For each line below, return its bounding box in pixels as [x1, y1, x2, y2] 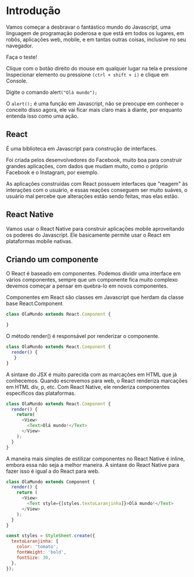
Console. [6, 77, 28, 84]
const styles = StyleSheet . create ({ [6, 533, 95, 539]
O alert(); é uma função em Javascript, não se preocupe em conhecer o [6, 100, 184, 107]
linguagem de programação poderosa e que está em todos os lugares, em [6, 29, 185, 36]
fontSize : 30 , [16, 555, 51, 561]
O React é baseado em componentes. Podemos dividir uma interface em [6, 270, 181, 277]
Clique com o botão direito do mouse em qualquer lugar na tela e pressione [6, 64, 188, 71]
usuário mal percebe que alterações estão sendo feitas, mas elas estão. [6, 192, 179, 200]
